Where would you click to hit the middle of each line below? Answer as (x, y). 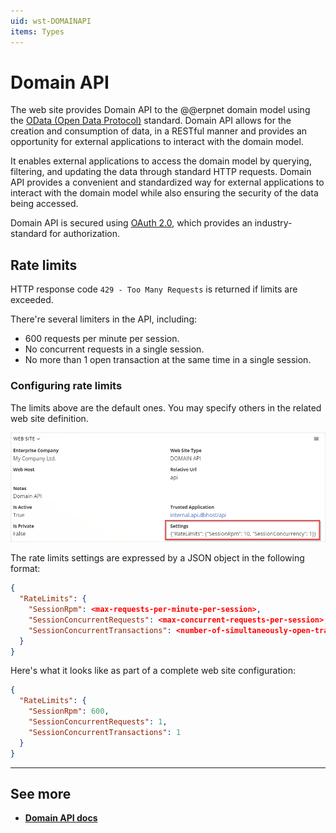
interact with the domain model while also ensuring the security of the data (164, 193)
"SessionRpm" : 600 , (69, 711)
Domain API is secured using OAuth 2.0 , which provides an (131, 223)
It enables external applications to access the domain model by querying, (161, 161)
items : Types (37, 31)
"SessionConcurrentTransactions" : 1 (105, 732)
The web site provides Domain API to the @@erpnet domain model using (160, 110)
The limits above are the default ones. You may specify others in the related (166, 407)
